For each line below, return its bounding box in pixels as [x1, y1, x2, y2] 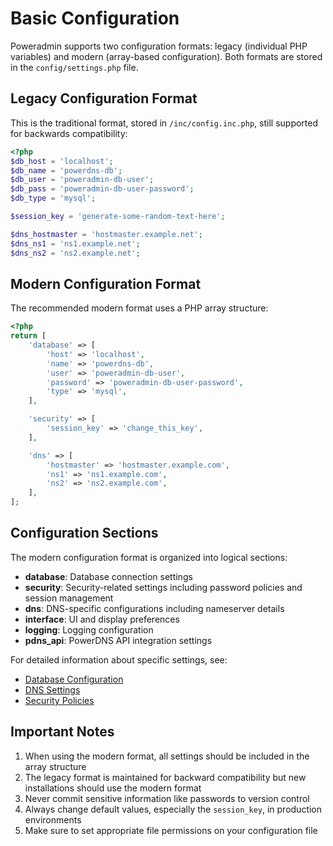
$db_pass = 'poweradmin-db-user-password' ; [10, 184, 195, 194]
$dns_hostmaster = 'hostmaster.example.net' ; [10, 229, 203, 239]
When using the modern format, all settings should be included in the [24, 750, 310, 762]
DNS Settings [24, 683, 81, 696]
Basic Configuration [10, 7, 180, 30]
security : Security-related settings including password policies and [24, 581, 303, 593]
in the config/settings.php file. [10, 61, 139, 73]
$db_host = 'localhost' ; [10, 156, 114, 166]
